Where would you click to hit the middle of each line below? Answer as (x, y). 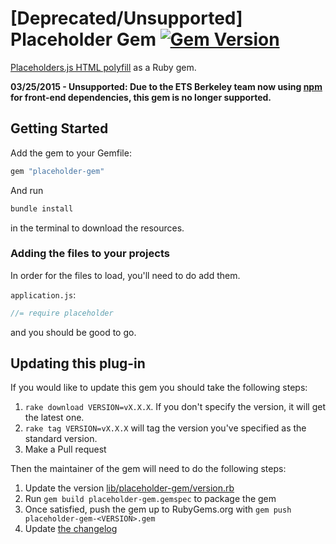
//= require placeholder (62, 313)
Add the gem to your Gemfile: (71, 153)
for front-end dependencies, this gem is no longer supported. (141, 97)
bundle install (42, 208)
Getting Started (59, 128)
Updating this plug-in (78, 363)
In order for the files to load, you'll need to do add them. (125, 275)
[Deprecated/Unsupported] (126, 18)
